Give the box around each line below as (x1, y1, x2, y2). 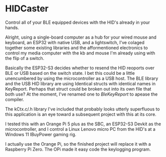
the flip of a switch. (5, 55, 45, 61)
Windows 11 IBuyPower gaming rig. (5, 131, 77, 137)
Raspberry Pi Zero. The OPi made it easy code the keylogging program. (5, 146, 151, 152)
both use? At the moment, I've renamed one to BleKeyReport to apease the (5, 91, 158, 97)
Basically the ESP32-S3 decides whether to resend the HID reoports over (5, 65, 155, 71)
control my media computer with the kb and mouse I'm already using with (5, 50, 155, 56)
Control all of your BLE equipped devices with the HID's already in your (5, 19, 150, 25)
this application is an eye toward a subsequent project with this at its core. (5, 111, 157, 117)
